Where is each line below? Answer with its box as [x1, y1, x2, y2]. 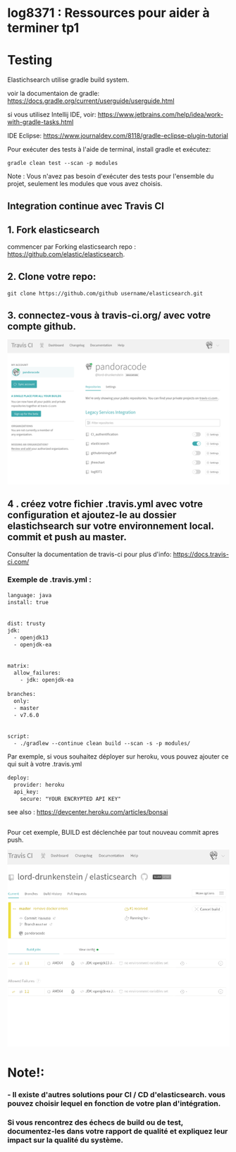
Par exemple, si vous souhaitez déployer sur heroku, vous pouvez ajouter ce [7, 752, 229, 761]
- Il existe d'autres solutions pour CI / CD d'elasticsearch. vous [7, 1090, 225, 1100]
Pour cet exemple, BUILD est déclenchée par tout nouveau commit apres [7, 828, 219, 837]
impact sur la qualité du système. [7, 1135, 124, 1145]
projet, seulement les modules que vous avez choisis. [7, 180, 163, 188]
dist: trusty [7, 620, 46, 627]
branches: [7, 690, 37, 697]
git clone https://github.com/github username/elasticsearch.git [7, 290, 203, 298]
